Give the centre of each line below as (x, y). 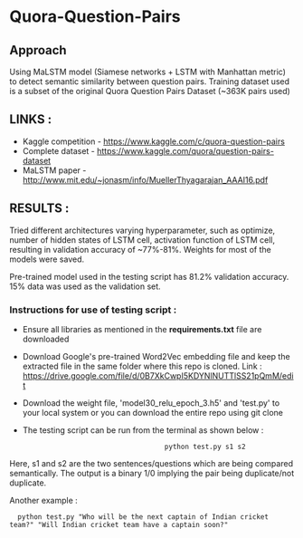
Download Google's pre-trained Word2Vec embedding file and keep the (156, 356)
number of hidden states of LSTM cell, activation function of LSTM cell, (142, 240)
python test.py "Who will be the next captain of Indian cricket (143, 517)
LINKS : (31, 120)
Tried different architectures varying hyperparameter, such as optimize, (142, 230)
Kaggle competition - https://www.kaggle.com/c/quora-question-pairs (153, 141)
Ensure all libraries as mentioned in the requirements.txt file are (142, 329)
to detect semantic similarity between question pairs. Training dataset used (150, 82)
